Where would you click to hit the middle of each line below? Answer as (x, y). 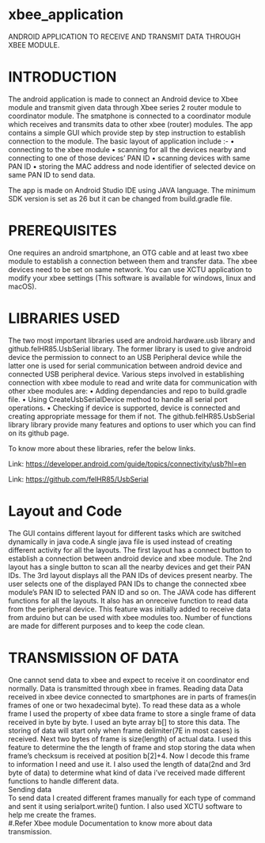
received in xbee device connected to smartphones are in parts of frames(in (132, 696)
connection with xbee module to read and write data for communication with (133, 382)
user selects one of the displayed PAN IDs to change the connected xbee (127, 584)
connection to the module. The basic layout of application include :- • (121, 141)
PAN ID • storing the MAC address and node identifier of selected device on (132, 166)
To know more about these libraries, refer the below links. (102, 448)
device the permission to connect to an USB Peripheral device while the (125, 357)
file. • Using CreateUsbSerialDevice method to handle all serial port (118, 399)
